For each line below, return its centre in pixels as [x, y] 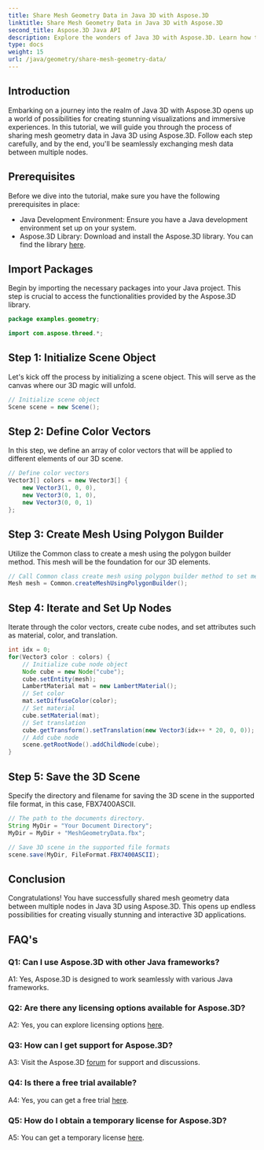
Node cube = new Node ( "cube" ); [73, 671]
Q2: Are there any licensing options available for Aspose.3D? [127, 1008]
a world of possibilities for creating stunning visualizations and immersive [127, 118]
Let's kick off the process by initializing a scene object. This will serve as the [132, 377]
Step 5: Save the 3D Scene [74, 777]
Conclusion [37, 879]
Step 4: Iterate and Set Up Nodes [90, 608]
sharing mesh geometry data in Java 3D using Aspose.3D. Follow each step [130, 135]
